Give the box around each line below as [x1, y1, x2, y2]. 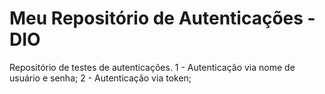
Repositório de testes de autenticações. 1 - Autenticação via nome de [9, 61, 296, 73]
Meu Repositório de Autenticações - [9, 7, 316, 30]
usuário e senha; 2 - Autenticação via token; [9, 72, 192, 84]
